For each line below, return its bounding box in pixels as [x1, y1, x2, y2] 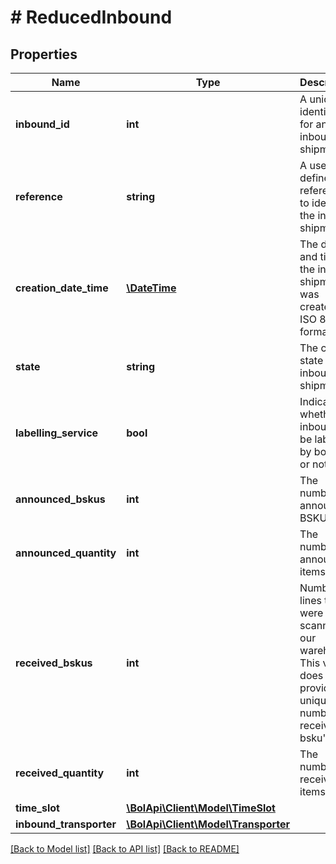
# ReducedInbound [10, 6, 173, 29]
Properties [10, 46, 78, 63]
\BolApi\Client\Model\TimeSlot [126, 801, 276, 815]
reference [15, 190, 63, 203]
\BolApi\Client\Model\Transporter [126, 817, 291, 831]
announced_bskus [15, 492, 106, 506]
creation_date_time [15, 281, 109, 295]
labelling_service [15, 426, 99, 440]
